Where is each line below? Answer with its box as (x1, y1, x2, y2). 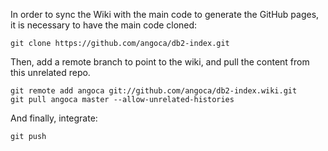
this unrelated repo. (10, 67, 91, 78)
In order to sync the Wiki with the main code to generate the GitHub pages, (10, 9, 320, 20)
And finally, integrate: (10, 112, 98, 124)
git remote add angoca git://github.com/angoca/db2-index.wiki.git (10, 86, 298, 96)
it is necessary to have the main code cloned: (10, 19, 198, 31)
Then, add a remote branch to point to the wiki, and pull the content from (10, 56, 310, 68)
